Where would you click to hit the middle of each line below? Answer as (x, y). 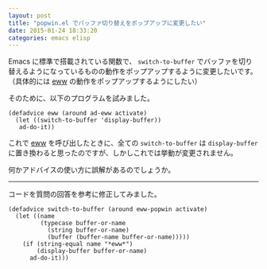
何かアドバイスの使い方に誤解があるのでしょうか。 (92, 170)
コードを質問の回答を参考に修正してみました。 (85, 194)
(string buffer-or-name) (88, 230)
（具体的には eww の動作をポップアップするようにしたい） (105, 81)
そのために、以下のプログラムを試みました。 (81, 98)
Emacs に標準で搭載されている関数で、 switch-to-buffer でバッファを (124, 61)
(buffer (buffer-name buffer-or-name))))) (119, 237)
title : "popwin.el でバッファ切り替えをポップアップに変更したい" (107, 23)
